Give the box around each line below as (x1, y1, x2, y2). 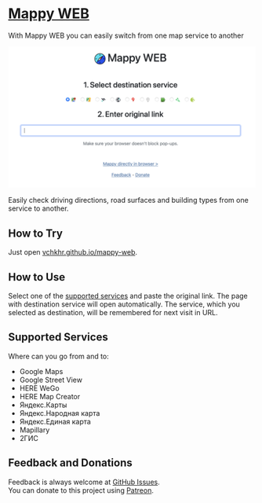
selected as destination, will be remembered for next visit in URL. (8, 308, 218, 317)
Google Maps (19, 366, 64, 376)
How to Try (8, 226, 63, 240)
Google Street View (19, 375, 82, 384)
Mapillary (19, 425, 50, 435)
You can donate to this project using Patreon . (8, 485, 155, 495)
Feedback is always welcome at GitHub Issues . (8, 477, 160, 486)
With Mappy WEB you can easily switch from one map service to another (8, 31, 245, 40)
